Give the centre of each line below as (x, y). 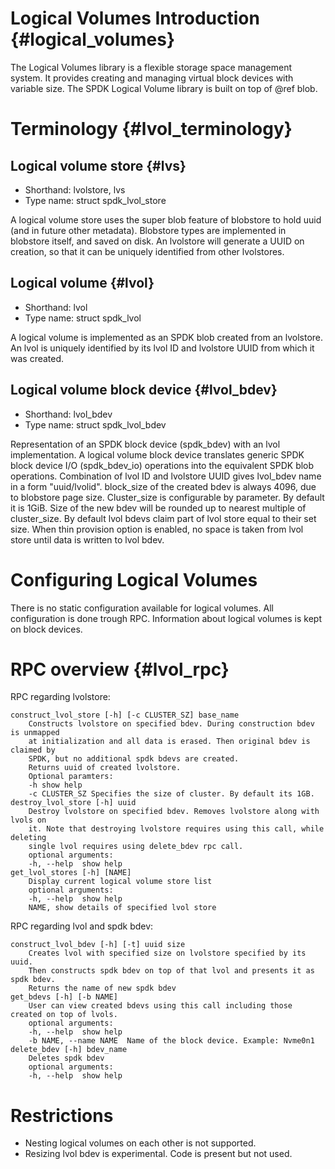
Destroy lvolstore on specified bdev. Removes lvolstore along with (174, 812)
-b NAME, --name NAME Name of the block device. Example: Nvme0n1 (171, 1041)
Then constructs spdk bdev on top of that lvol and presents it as (171, 971)
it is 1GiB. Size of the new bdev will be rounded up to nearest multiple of (158, 508)
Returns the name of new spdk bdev (102, 988)
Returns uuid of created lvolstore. (105, 768)
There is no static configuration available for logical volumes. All (142, 608)
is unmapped (35, 733)
